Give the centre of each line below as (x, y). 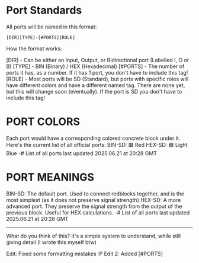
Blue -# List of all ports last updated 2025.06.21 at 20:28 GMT (82, 153)
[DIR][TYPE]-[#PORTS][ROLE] (41, 37)
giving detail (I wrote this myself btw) (51, 242)
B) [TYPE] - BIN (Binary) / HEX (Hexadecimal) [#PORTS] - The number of (95, 66)
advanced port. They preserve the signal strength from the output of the (94, 206)
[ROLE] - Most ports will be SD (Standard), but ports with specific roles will (97, 79)
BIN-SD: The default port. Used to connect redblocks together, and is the (95, 194)
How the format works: (34, 49)
